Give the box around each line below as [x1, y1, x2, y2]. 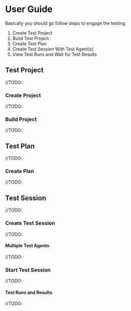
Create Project [5, 92, 41, 99]
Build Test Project [12, 35, 49, 41]
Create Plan [5, 168, 34, 175]
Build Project [5, 116, 37, 123]
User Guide [5, 4, 53, 15]
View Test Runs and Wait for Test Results [12, 51, 97, 57]
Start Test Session [5, 266, 51, 273]
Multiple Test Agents [5, 243, 49, 249]
